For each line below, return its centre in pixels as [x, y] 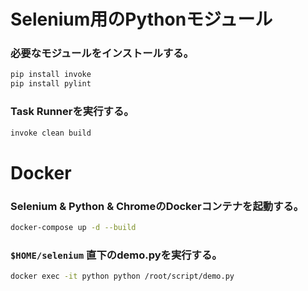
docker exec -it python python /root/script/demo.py [122, 276]
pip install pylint [51, 84]
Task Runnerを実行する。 [72, 112]
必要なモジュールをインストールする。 [102, 53]
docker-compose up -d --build [73, 227]
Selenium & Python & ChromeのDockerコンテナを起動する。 [157, 206]
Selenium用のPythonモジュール [141, 19]
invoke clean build [51, 133]
